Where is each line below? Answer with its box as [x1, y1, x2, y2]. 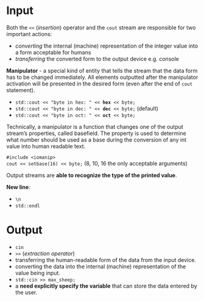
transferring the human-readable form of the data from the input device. [15, 256, 197, 263]
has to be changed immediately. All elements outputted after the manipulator [6, 73, 199, 81]
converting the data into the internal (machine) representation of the [15, 263, 186, 270]
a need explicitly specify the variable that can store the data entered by [15, 282, 198, 289]
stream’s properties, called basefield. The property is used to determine [6, 129, 187, 137]
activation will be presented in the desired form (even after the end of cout [6, 80, 193, 87]
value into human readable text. [6, 142, 86, 150]
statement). [6, 86, 35, 93]
